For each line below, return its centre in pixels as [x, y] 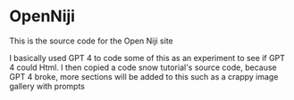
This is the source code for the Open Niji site [91, 41]
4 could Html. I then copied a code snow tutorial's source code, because [143, 67]
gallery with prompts [47, 86]
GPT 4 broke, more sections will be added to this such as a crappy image [144, 76]
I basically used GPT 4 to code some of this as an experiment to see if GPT [147, 58]
